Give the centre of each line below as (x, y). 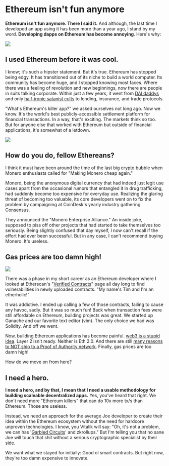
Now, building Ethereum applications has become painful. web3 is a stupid (83, 336)
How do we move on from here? (39, 362)
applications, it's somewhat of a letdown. (48, 130)
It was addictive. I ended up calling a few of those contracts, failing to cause (84, 304)
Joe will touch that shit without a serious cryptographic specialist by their (81, 438)
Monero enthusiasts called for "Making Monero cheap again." (69, 173)
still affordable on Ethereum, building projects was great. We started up (79, 316)
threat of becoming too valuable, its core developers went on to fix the (78, 199)
